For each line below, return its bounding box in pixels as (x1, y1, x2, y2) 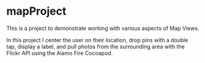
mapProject (6, 4, 67, 18)
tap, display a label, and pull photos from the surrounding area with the (6, 43, 185, 50)
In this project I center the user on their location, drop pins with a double (6, 36, 188, 43)
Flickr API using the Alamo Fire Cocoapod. (6, 49, 113, 56)
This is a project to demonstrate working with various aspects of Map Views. (6, 24, 199, 32)
